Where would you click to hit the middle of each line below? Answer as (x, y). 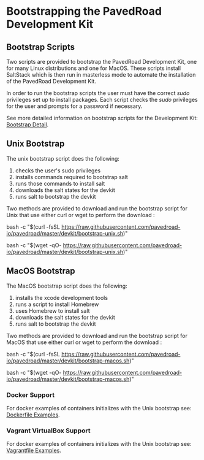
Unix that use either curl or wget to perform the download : (81, 215)
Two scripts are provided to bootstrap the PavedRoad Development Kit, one (102, 62)
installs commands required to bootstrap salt (72, 177)
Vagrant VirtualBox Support (48, 431)
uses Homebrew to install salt (52, 310)
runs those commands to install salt (60, 183)
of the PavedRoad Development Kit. (51, 81)
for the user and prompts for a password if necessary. (74, 106)
